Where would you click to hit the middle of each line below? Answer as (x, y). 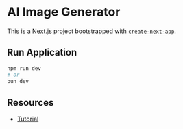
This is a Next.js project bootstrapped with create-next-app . (92, 31)
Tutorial (28, 119)
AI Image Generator (64, 12)
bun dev (18, 81)
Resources (30, 103)
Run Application (42, 52)
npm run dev (24, 68)
